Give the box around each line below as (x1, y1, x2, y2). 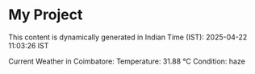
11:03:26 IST (8, 40, 49, 50)
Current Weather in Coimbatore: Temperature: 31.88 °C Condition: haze (8, 56, 246, 66)
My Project (8, 6, 83, 24)
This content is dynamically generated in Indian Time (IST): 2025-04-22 (8, 32, 248, 42)
